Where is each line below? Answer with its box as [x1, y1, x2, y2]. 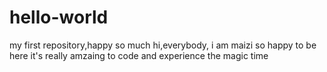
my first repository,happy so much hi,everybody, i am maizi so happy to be [9, 39, 317, 51]
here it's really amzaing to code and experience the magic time [9, 49, 269, 61]
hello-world [9, 6, 109, 29]
